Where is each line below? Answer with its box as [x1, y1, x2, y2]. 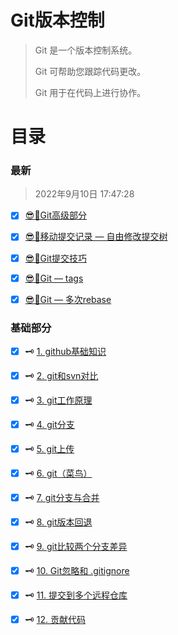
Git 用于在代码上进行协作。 [34, 86, 147, 98]
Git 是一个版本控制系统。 [34, 44, 138, 56]
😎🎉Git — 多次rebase [24, 293, 112, 305]
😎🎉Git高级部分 [24, 209, 87, 221]
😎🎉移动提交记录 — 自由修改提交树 [24, 231, 168, 243]
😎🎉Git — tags [24, 272, 84, 284]
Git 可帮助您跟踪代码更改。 [34, 65, 147, 77]
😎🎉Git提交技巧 [24, 252, 87, 264]
